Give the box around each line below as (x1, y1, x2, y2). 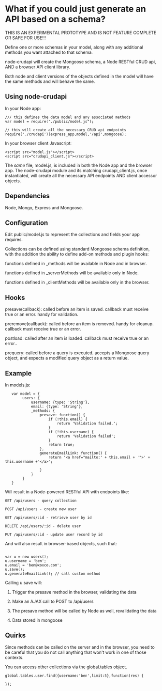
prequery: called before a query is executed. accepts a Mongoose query (5, 350, 149, 356)
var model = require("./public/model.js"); (5, 119, 94, 124)
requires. (5, 236, 23, 243)
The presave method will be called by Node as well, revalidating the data (12, 608, 157, 613)
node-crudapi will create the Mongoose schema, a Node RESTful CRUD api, (5, 59, 156, 64)
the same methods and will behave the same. (5, 79, 95, 84)
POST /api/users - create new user (5, 507, 77, 512)
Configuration (5, 219, 48, 227)
